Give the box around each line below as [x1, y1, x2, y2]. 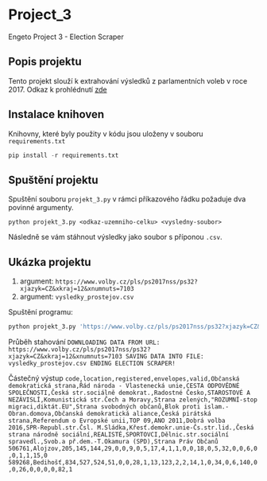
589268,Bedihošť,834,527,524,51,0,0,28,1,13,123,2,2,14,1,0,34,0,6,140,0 [8, 458, 258, 467]
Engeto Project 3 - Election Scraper [8, 32, 125, 41]
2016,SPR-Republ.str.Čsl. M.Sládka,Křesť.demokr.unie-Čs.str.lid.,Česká [8, 424, 254, 432]
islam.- [203, 402, 229, 411]
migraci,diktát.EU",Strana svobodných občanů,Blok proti [8, 402, 201, 411]
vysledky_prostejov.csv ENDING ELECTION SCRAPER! [8, 359, 176, 367]
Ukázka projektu [8, 255, 91, 268]
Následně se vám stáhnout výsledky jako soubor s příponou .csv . [8, 233, 222, 242]
